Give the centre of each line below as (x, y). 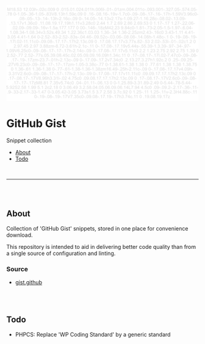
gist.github (29, 282)
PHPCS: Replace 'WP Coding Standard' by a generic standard (93, 334)
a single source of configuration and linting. (61, 253)
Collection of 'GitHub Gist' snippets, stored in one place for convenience (97, 228)
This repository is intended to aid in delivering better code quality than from (101, 246)
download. (20, 235)
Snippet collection (29, 140)
